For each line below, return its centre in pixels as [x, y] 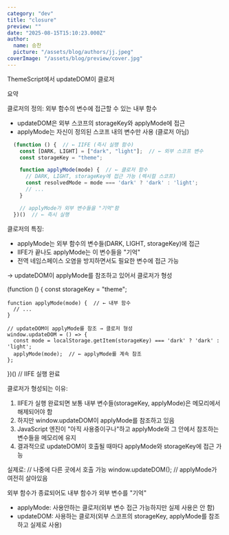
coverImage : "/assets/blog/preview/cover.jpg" [75, 59]
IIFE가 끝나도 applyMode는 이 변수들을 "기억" [79, 252]
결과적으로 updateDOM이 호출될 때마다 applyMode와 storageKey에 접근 [116, 446]
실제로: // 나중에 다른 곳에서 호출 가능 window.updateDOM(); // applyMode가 [112, 469]
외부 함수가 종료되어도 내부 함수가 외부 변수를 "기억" [77, 493]
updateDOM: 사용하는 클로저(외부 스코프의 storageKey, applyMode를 [112, 516]
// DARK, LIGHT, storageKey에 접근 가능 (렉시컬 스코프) [101, 177]
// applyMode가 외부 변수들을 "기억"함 [69, 208]
